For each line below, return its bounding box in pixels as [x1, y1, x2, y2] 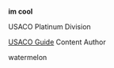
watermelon [8, 53, 47, 62]
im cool [8, 7, 33, 16]
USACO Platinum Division [8, 22, 91, 31]
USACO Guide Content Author [8, 37, 106, 47]
